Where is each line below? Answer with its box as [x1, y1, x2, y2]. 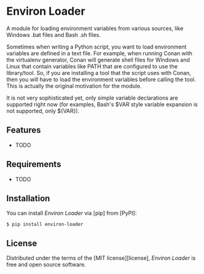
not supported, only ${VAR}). [6, 107, 80, 114]
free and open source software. [6, 261, 86, 268]
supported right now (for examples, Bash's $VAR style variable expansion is [6, 100, 198, 108]
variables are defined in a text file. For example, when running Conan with [6, 49, 193, 57]
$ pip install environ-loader [6, 221, 84, 228]
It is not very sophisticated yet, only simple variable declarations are [6, 94, 178, 101]
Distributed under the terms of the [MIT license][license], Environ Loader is [6, 254, 196, 262]
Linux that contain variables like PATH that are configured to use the [6, 63, 178, 70]
